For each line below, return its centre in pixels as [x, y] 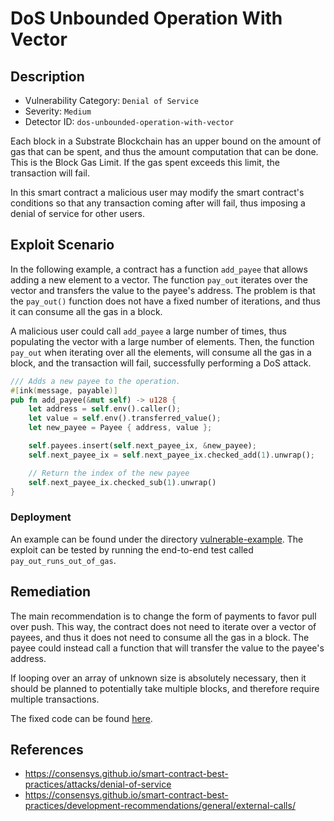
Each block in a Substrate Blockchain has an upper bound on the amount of [166, 141]
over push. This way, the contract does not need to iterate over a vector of [163, 626]
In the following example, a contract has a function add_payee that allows [159, 269]
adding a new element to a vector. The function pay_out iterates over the [159, 279]
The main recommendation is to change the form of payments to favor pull [163, 616]
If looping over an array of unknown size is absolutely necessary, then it [158, 678]
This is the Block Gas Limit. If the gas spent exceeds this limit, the [145, 162]
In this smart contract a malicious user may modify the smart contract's [157, 192]
